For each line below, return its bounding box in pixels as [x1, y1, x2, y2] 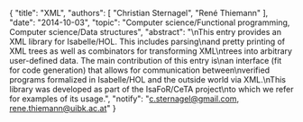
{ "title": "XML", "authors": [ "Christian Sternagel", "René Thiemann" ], [9, 8, 269, 18]
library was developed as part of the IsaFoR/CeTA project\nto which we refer [9, 84, 294, 94]
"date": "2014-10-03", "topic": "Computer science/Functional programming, [9, 17, 290, 28]
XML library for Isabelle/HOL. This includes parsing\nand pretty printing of [9, 36, 286, 47]
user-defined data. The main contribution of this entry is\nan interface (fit [9, 56, 282, 65]
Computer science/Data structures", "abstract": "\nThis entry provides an [9, 27, 282, 37]
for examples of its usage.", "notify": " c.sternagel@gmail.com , [9, 93, 240, 104]
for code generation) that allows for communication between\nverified [9, 65, 271, 75]
